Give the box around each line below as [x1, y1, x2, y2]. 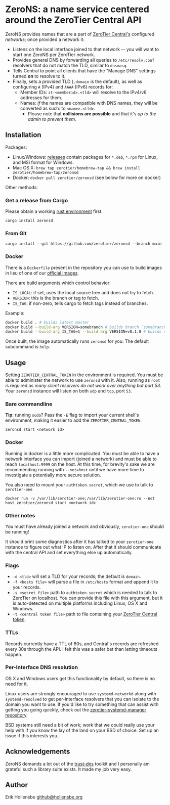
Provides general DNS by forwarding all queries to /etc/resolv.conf [12, 57, 155, 63]
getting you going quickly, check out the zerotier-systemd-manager [5, 706, 147, 712]
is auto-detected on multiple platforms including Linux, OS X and [12, 600, 148, 606]
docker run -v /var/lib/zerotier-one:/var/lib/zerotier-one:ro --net [5, 496, 155, 501]
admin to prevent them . [27, 116, 77, 122]
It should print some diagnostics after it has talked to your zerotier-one [5, 539, 154, 545]
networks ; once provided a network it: [5, 36, 85, 42]
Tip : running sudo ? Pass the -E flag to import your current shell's [5, 412, 139, 418]
